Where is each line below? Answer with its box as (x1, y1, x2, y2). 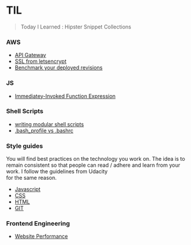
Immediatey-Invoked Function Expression (14, 93, 116, 100)
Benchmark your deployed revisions (14, 64, 103, 71)
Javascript (14, 186, 41, 193)
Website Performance (14, 233, 68, 240)
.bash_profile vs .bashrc (14, 127, 74, 134)
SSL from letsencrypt (14, 58, 67, 65)
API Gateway (14, 52, 46, 59)
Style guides (6, 142, 43, 150)
